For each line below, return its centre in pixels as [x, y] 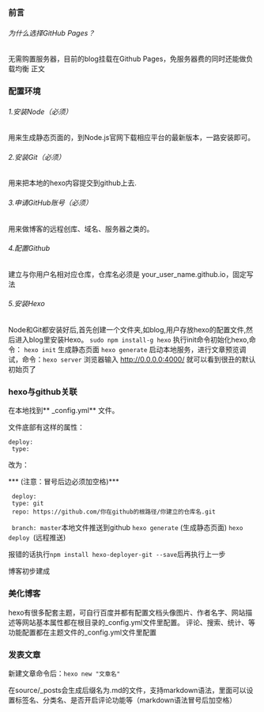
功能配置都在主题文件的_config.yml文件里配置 [82, 632]
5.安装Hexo [26, 304]
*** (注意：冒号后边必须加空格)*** [64, 482]
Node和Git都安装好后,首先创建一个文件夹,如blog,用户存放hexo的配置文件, [127, 330]
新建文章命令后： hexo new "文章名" [64, 673]
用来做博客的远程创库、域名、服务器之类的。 [81, 229]
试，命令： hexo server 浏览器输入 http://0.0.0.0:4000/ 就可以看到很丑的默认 [132, 360]
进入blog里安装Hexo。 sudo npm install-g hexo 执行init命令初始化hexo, [132, 340]
